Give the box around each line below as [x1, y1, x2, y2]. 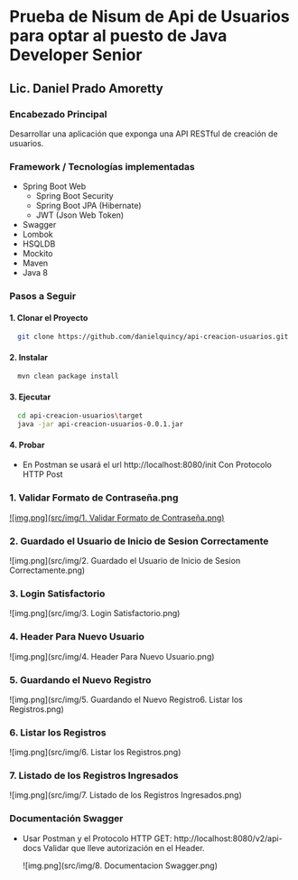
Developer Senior [9, 45, 143, 65]
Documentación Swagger [9, 812, 124, 825]
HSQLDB [22, 239, 56, 249]
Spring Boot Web [22, 181, 87, 192]
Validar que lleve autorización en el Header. [43, 842, 205, 853]
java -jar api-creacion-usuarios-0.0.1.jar [17, 420, 183, 429]
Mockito [22, 248, 53, 259]
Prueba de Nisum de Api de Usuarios [9, 6, 291, 27]
